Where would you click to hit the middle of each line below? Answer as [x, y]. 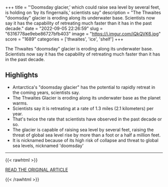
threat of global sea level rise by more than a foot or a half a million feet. [86, 135]
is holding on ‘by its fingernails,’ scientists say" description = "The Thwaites [83, 12]
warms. [20, 103]
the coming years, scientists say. [46, 92]
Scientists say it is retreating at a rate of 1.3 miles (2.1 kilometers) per [83, 108]
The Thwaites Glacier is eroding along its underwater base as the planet [86, 97]
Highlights [22, 75]
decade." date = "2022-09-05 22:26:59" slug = [54, 28]
